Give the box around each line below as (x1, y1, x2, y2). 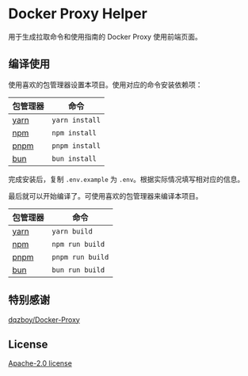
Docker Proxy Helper (8, 5, 148, 23)
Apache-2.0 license (8, 359, 73, 368)
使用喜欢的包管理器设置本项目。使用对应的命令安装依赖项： (8, 80, 203, 89)
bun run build (52, 265, 105, 274)
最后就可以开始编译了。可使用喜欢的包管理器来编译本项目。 (8, 191, 203, 200)
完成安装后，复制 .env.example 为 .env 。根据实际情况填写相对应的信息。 (8, 174, 245, 184)
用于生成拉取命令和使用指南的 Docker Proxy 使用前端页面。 (8, 32, 202, 41)
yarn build (52, 226, 93, 236)
